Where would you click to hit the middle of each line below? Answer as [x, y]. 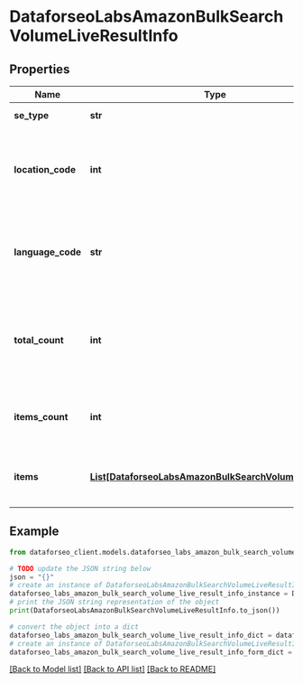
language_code [48, 252]
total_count [39, 340]
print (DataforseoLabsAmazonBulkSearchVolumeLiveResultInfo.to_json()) [145, 611]
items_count [41, 417]
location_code [45, 169]
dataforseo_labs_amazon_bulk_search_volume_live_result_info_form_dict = [151, 652]
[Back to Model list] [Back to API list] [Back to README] [113, 669]
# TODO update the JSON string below [80, 568]
